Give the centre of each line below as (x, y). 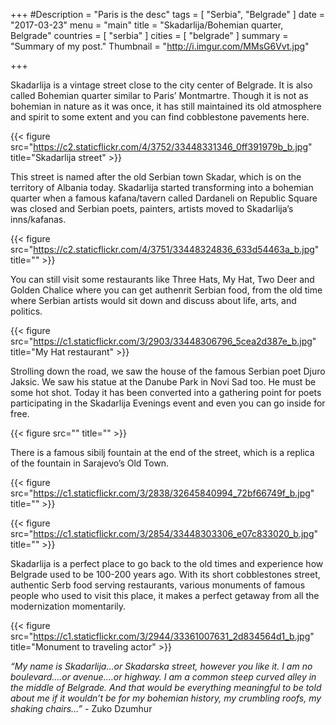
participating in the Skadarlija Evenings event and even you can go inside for (168, 403)
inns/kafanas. (38, 219)
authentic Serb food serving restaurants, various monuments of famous (158, 585)
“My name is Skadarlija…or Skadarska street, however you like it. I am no (161, 666)
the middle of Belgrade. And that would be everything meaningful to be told (166, 687)
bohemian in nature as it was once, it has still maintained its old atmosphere (166, 106)
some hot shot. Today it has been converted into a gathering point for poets (166, 392)
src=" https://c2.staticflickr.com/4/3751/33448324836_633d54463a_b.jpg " (165, 249)
